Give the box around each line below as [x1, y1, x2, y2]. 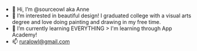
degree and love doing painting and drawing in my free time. [11, 19, 161, 25]
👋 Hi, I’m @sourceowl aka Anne [11, 6, 90, 13]
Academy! [11, 31, 38, 38]
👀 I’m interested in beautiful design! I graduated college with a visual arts [11, 12, 192, 19]
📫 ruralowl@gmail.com [11, 38, 70, 45]
